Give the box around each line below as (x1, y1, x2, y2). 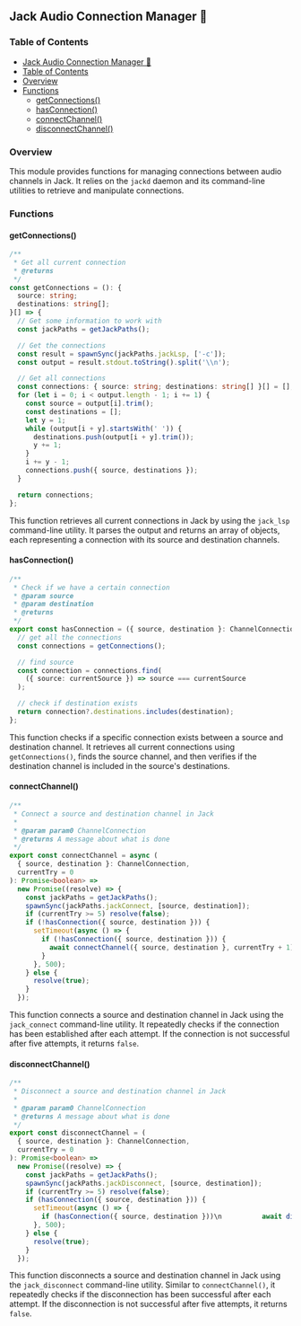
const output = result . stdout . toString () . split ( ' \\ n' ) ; (17, 358, 230, 367)
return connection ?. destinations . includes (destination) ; (17, 707, 235, 717)
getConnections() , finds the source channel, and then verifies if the (9, 751, 257, 762)
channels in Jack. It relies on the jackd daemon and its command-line (9, 175, 266, 186)
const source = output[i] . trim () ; (25, 399, 154, 409)
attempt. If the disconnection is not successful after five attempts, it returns (9, 1299, 288, 1310)
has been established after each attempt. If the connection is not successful (9, 1029, 290, 1039)
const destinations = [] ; (25, 407, 123, 416)
